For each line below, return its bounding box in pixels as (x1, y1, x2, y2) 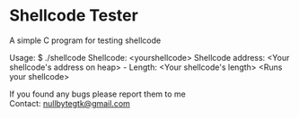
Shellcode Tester (9, 5, 139, 26)
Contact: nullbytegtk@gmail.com (9, 97, 130, 108)
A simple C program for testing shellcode (9, 35, 162, 46)
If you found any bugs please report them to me (9, 88, 187, 99)
